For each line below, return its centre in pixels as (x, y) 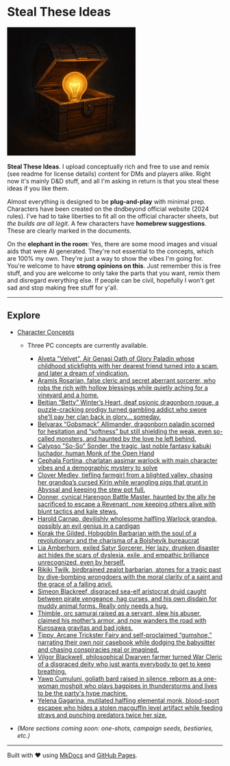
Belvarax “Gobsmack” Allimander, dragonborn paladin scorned (126, 424)
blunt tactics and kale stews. (78, 511)
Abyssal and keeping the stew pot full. (91, 489)
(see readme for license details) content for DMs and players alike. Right (109, 174)
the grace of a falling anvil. (75, 584)
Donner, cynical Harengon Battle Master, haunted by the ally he (126, 496)
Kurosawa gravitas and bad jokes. (85, 628)
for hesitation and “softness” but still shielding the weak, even (125, 431)
